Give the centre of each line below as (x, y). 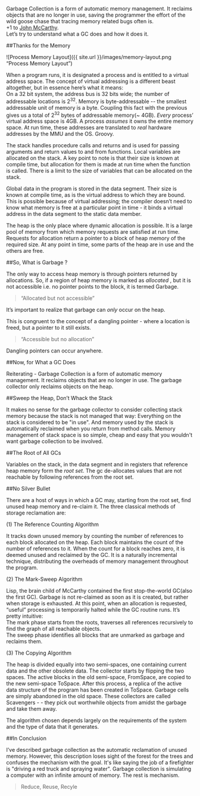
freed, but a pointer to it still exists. (49, 328)
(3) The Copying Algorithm (39, 653)
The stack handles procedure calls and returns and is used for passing (93, 145)
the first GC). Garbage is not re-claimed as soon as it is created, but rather (97, 597)
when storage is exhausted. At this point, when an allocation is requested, (97, 603)
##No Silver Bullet (28, 489)
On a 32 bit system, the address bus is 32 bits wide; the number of (88, 94)
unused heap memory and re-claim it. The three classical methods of (91, 507)
